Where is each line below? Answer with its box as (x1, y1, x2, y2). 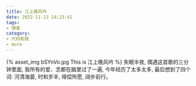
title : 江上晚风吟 (6, 8, 47, 15)
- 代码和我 (6, 36, 30, 42)
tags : (6, 19, 19, 25)
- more (6, 42, 22, 48)
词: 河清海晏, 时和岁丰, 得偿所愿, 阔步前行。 (6, 73, 111, 80)
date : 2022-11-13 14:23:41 (6, 14, 73, 20)
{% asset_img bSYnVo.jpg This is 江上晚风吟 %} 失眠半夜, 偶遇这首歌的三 (6, 58, 184, 65)
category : (6, 31, 31, 37)
